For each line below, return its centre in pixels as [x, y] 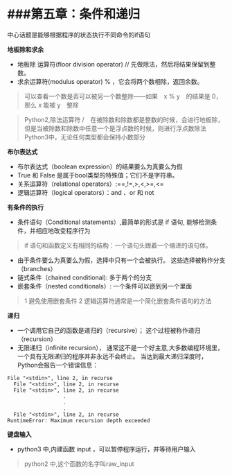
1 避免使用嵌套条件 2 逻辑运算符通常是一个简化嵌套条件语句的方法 [118, 301]
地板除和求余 [25, 49]
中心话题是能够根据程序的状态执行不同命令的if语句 [79, 35]
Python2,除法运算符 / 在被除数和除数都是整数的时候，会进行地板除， [124, 119]
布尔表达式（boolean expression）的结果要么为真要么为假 [100, 166]
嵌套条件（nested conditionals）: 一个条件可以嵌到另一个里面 [105, 286]
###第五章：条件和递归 [74, 14]
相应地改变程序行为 [63, 230]
